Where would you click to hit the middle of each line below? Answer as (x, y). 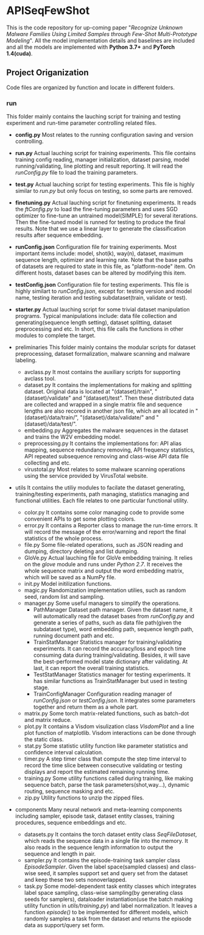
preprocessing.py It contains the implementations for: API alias (103, 444)
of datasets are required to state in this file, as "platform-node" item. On (105, 267)
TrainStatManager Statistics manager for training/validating (107, 642)
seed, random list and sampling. (64, 597)
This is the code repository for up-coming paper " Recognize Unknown (95, 27)
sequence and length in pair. (60, 854)
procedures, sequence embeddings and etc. (71, 823)
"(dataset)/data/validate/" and (118, 417)
